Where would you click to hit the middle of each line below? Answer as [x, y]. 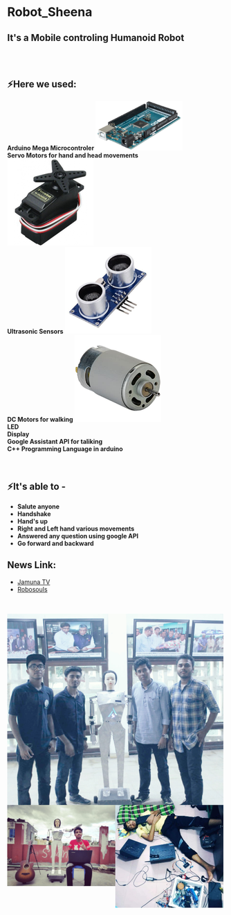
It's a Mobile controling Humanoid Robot [96, 38]
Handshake [34, 514]
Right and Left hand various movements [76, 529]
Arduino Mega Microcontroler [51, 148]
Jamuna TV [34, 582]
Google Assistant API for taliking [55, 442]
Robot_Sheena [50, 12]
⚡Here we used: [42, 84]
